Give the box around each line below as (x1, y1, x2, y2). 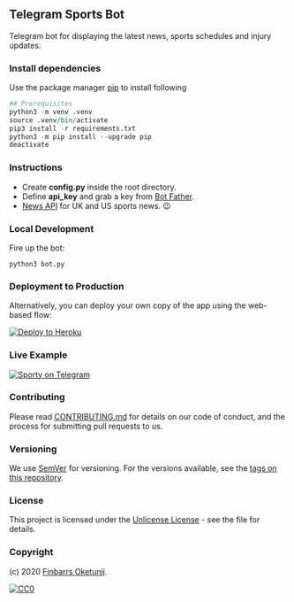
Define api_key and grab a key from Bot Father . (21, 190, 195, 202)
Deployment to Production (9, 280, 125, 292)
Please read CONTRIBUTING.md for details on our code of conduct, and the (9, 411, 285, 421)
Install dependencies (9, 62, 102, 74)
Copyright (9, 546, 54, 559)
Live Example (9, 349, 68, 361)
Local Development (9, 222, 94, 235)
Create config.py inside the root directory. (21, 181, 177, 192)
